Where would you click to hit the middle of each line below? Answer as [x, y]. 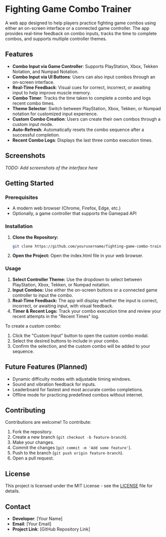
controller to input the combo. [43, 295]
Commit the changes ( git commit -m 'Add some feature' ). [72, 448]
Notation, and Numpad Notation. [45, 71]
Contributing [25, 410]
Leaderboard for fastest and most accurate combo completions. [78, 389]
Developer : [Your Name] [37, 518]
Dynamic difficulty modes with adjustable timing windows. [72, 379]
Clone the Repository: [35, 237]
